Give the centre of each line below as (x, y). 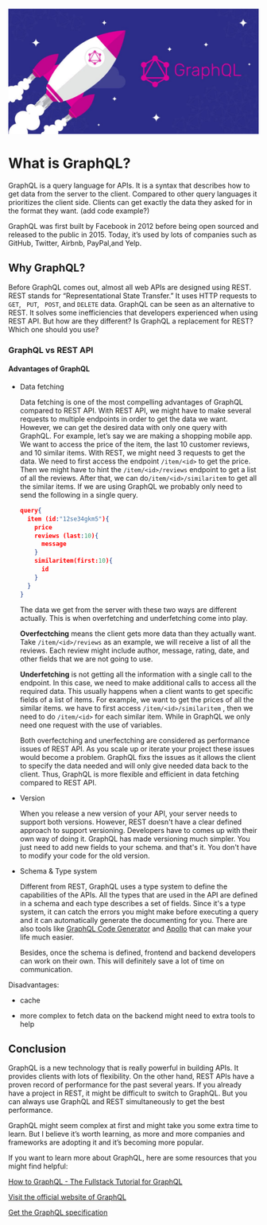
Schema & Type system (58, 870)
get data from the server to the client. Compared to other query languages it (133, 194)
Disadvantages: (34, 985)
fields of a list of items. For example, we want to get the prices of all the (137, 700)
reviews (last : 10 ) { (67, 536)
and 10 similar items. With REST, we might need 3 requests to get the (132, 452)
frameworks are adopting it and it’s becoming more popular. (106, 1142)
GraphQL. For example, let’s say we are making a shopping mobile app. (136, 436)
